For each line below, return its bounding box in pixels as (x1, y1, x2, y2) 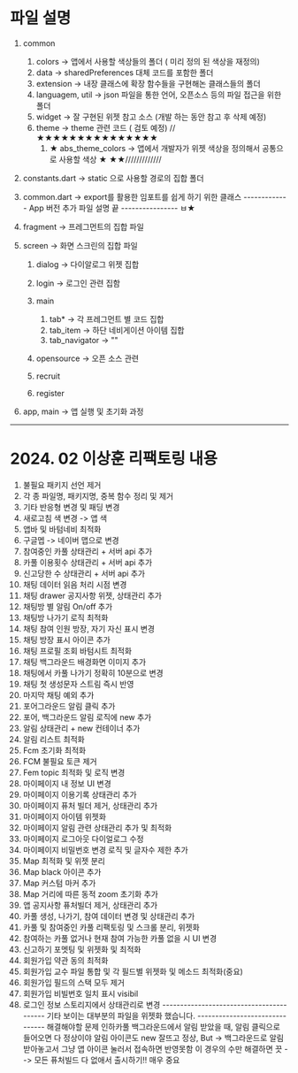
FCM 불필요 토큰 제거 (22, 755, 97, 766)
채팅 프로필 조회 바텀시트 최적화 (22, 645, 132, 655)
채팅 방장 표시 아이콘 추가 (22, 634, 111, 645)
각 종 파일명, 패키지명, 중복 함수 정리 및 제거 (22, 490, 174, 501)
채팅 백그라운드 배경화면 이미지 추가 (22, 656, 147, 667)
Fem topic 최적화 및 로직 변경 (22, 767, 126, 778)
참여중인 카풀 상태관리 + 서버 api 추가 (22, 546, 153, 556)
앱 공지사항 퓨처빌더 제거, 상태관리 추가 (22, 900, 158, 910)
